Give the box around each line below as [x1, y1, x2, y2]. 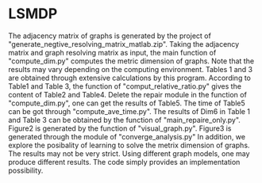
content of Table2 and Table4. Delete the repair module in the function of [8, 90, 248, 99]
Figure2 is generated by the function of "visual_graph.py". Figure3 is [8, 124, 232, 133]
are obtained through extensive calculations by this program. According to [8, 73, 252, 82]
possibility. [8, 166, 44, 175]
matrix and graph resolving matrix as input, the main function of [8, 48, 217, 57]
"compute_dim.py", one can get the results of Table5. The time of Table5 [8, 98, 245, 108]
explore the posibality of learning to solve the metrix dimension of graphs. [8, 140, 250, 150]
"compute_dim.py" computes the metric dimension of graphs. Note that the [8, 56, 255, 66]
